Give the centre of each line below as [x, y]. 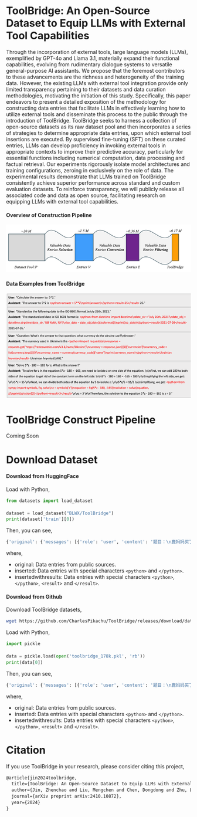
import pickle [23, 644]
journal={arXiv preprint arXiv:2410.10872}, [67, 796]
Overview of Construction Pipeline [49, 215]
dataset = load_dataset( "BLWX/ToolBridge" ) [60, 513]
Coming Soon [23, 436]
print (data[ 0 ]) [25, 662]
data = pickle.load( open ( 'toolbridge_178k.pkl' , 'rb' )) [76, 656]
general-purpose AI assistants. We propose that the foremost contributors [96, 70]
